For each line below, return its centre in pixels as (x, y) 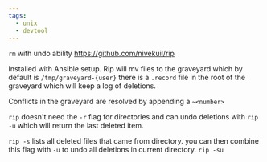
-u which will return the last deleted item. (76, 126)
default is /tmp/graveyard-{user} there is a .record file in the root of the (127, 78)
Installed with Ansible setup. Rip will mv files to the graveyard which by (125, 69)
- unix (27, 23)
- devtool (32, 30)
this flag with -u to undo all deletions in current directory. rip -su (116, 150)
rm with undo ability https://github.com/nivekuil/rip (92, 54)
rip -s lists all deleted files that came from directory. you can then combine (134, 141)
